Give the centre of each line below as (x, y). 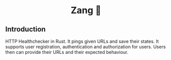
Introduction (26, 29)
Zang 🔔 (86, 10)
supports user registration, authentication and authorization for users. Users (85, 47)
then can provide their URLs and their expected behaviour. (67, 52)
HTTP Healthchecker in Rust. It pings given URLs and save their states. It (82, 41)
